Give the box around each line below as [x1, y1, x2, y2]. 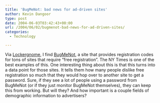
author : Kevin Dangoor [5, 12, 51, 16]
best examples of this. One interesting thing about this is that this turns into [5, 61, 156, 68]
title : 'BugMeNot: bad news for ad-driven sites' [5, 7, 108, 12]
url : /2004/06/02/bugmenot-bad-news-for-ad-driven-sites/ [5, 25, 125, 30]
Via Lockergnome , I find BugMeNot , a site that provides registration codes [5, 51, 154, 57]
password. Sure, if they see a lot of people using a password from [5, 77, 137, 83]
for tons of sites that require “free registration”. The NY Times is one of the [5, 57, 155, 62]
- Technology [9, 34, 36, 39]
